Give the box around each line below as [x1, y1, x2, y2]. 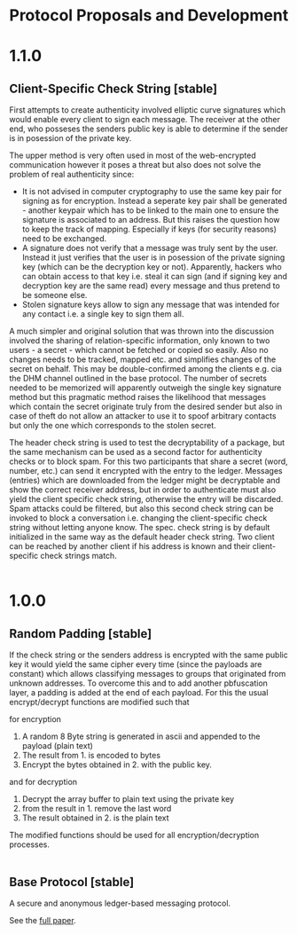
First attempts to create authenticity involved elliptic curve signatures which [9, 105, 286, 115]
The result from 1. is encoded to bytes [21, 750, 161, 761]
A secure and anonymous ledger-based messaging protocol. [9, 898, 231, 908]
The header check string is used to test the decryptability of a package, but [9, 437, 285, 448]
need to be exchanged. [21, 233, 107, 244]
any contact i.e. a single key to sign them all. [21, 309, 184, 319]
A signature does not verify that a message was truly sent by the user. [21, 243, 278, 254]
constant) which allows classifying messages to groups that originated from [9, 669, 286, 679]
